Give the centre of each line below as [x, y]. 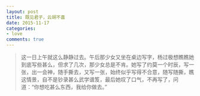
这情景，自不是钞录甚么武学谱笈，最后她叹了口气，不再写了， [97, 79]
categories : [21, 28]
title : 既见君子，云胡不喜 [36, 17]
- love [14, 34]
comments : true [25, 39]
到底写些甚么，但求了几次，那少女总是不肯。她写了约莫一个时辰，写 [105, 64]
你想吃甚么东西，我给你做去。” [71, 87]
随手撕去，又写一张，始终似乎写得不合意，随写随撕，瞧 [126, 72]
